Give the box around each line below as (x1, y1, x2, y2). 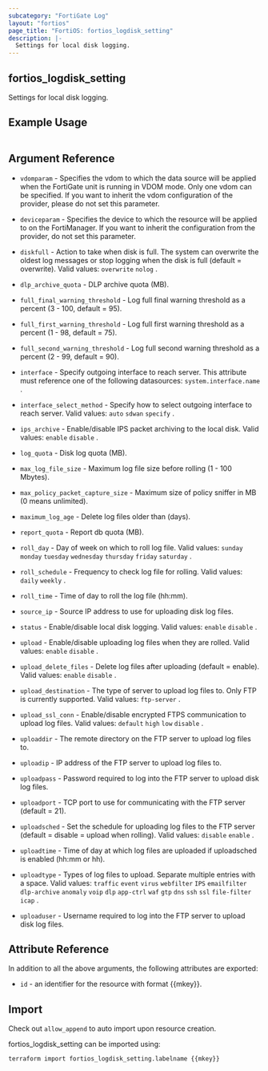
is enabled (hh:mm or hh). (19, 854, 106, 863)
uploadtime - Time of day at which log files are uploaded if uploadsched (19, 846, 258, 855)
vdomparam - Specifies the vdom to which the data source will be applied (19, 173, 257, 183)
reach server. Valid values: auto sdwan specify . (19, 408, 174, 418)
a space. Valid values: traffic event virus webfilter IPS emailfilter (19, 878, 247, 887)
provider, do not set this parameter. (19, 231, 136, 241)
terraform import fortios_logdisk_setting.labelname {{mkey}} (8, 1055, 220, 1063)
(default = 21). (19, 805, 66, 815)
